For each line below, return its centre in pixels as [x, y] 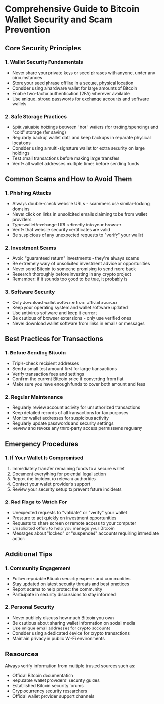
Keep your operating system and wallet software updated [70, 308]
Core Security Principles [43, 48]
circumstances [27, 77]
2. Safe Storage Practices [36, 116]
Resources [22, 654]
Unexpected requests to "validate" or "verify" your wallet [70, 513]
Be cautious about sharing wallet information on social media [74, 623]
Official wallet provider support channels [53, 696]
